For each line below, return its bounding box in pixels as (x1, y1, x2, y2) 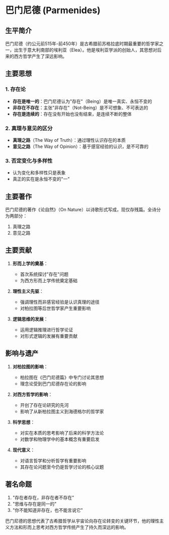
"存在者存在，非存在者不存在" (12, 494, 74, 500)
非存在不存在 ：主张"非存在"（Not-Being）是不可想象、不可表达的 (12, 104, 148, 111)
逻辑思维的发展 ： (12, 316, 48, 322)
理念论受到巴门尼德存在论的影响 (20, 381, 87, 387)
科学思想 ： (12, 419, 35, 425)
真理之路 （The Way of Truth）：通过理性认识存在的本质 (12, 137, 126, 143)
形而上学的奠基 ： (12, 260, 48, 266)
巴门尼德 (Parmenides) (5, 5, 101, 16)
